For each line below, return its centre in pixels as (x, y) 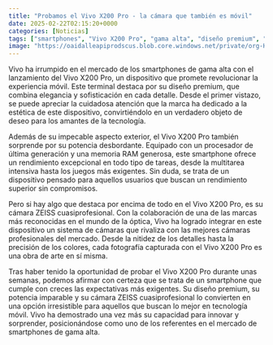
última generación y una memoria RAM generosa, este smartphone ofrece (132, 154)
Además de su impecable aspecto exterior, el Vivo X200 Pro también (123, 137)
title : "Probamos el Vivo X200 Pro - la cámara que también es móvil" (130, 16)
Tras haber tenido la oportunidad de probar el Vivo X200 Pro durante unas (133, 272)
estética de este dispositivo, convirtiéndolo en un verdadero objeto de (126, 112)
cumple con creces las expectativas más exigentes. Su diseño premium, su (134, 289)
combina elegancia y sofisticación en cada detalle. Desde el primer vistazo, (135, 95)
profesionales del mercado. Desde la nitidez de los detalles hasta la (121, 239)
